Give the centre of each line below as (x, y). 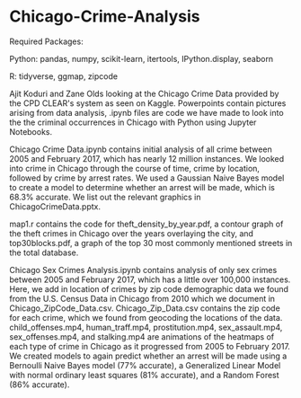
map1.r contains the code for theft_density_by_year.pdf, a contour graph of (146, 224)
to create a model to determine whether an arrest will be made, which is (142, 187)
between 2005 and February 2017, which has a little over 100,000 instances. (150, 279)
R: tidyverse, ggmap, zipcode (64, 76)
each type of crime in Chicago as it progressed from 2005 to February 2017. (150, 346)
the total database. (44, 252)
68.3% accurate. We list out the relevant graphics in (105, 197)
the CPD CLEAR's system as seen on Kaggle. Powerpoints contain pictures (148, 103)
